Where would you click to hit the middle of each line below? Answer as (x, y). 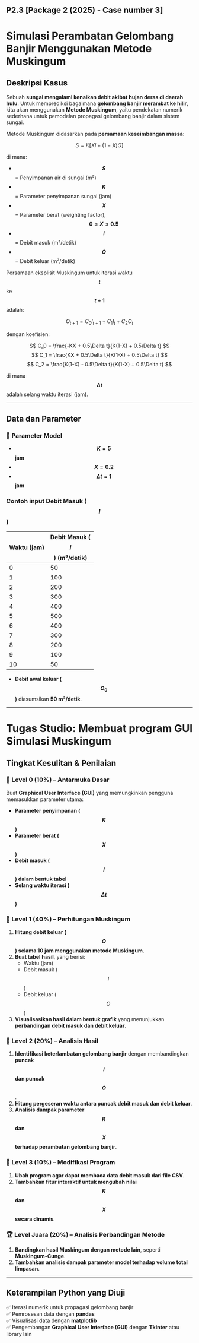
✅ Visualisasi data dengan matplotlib (52, 1320)
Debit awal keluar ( (38, 679)
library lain (19, 1334)
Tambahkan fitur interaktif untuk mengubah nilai (76, 1182)
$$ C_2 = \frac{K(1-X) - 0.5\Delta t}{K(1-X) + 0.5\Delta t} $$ (99, 365)
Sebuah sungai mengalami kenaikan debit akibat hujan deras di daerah (95, 97)
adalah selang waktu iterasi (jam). (47, 394)
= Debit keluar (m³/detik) (45, 261)
